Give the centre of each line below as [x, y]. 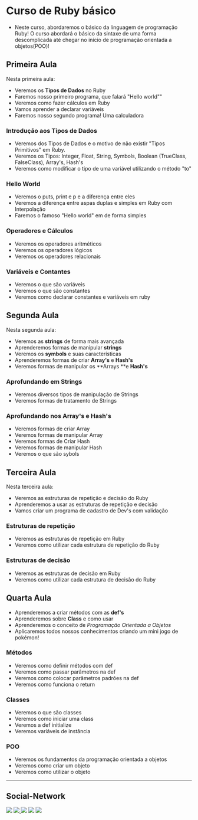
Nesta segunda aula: [31, 329]
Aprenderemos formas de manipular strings [68, 347]
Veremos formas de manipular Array [59, 435]
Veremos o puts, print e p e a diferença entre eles [75, 197]
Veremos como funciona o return [55, 684]
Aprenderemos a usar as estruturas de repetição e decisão [86, 504]
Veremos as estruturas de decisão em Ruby [67, 573]
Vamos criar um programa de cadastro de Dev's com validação [91, 511]
